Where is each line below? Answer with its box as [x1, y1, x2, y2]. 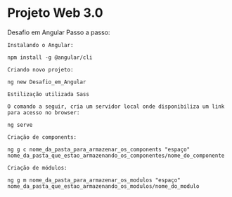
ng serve [7, 121, 33, 128]
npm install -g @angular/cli [7, 54, 93, 61]
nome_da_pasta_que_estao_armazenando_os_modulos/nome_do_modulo [7, 182, 200, 190]
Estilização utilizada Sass [7, 90, 90, 97]
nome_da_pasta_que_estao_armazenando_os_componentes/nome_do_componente [7, 152, 225, 159]
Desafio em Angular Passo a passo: [7, 28, 110, 36]
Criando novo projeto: [7, 66, 74, 73]
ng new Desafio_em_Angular [7, 79, 86, 86]
